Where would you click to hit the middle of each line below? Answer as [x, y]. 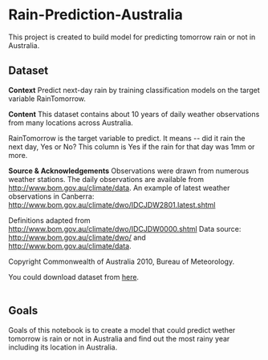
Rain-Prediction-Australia [95, 15]
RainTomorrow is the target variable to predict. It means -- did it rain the [127, 138]
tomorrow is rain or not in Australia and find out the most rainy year [119, 338]
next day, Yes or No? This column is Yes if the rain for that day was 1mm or [132, 147]
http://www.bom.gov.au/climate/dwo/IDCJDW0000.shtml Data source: [125, 229]
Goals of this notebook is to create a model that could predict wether [122, 330]
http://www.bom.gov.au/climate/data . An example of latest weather [119, 188]
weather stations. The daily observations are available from [106, 179]
